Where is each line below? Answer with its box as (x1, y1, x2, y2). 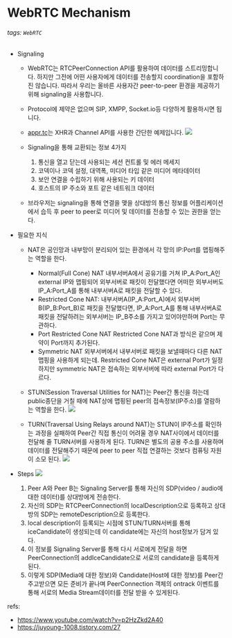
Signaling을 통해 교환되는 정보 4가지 (27, 143, 127, 152)
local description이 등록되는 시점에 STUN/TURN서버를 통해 (27, 519, 190, 527)
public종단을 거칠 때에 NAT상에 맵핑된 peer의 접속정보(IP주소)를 (27, 397, 203, 405)
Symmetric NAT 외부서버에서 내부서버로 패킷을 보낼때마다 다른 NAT (37, 347, 223, 356)
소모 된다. (35, 455, 61, 464)
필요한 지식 (17, 231, 48, 239)
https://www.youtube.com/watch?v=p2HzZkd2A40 (17, 616, 164, 624)
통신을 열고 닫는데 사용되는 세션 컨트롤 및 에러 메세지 (37, 158, 181, 166)
